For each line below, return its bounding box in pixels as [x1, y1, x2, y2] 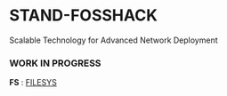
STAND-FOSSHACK [9, 5, 158, 26]
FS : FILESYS [9, 77, 58, 88]
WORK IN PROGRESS [9, 57, 101, 69]
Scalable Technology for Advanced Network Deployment [9, 35, 218, 45]
